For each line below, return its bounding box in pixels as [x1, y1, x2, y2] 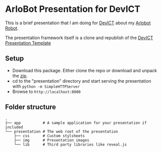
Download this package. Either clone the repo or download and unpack [12, 67, 157, 73]
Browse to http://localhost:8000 [12, 88, 81, 95]
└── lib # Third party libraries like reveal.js [14, 142, 127, 147]
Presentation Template [5, 40, 51, 46]
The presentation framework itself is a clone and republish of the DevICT [5, 35, 153, 41]
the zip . [12, 73, 28, 79]
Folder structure [5, 103, 56, 111]
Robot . [5, 25, 19, 31]
